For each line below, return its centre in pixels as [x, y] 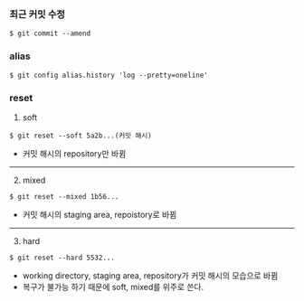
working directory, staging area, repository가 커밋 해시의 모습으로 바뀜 [150, 275]
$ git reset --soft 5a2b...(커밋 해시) [81, 136]
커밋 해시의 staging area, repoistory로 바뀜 [100, 214]
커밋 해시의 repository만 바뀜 [74, 153]
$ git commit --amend [50, 33]
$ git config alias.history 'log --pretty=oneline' [109, 75]
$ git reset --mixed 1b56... [64, 196]
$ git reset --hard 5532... [62, 258]
